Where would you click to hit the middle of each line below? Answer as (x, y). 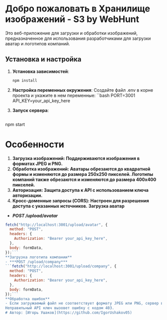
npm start (15, 124)
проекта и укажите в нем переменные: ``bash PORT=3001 (74, 95)
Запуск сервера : (31, 110)
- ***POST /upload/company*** (37, 262)
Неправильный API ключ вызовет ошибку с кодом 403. (60, 308)
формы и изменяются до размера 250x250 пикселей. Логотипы (83, 174)
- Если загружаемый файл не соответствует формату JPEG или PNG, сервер (82, 304)
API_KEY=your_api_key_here (41, 101)
